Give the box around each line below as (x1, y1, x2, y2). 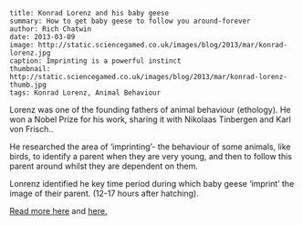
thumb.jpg (9, 80, 47, 89)
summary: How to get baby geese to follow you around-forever (9, 16, 251, 26)
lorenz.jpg (9, 48, 51, 57)
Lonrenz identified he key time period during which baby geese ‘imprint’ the (9, 179, 295, 189)
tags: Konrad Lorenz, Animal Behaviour (9, 88, 162, 97)
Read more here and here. (9, 206, 108, 216)
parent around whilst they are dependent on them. (9, 160, 199, 171)
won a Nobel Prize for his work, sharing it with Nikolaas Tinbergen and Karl (9, 114, 292, 125)
